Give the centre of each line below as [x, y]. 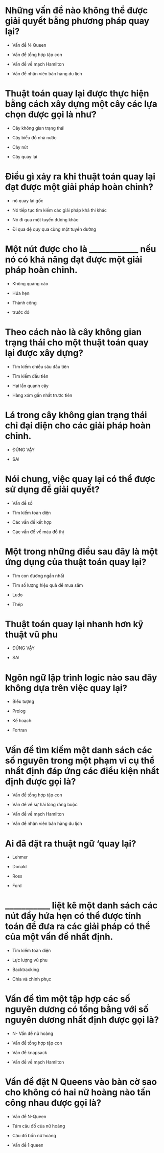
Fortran [20, 730]
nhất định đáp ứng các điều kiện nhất [82, 771]
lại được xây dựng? [44, 353]
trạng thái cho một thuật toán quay [77, 342]
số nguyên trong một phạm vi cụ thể [80, 760]
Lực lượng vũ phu [30, 960]
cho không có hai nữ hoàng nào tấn [78, 1092]
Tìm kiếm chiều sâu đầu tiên [41, 366]
